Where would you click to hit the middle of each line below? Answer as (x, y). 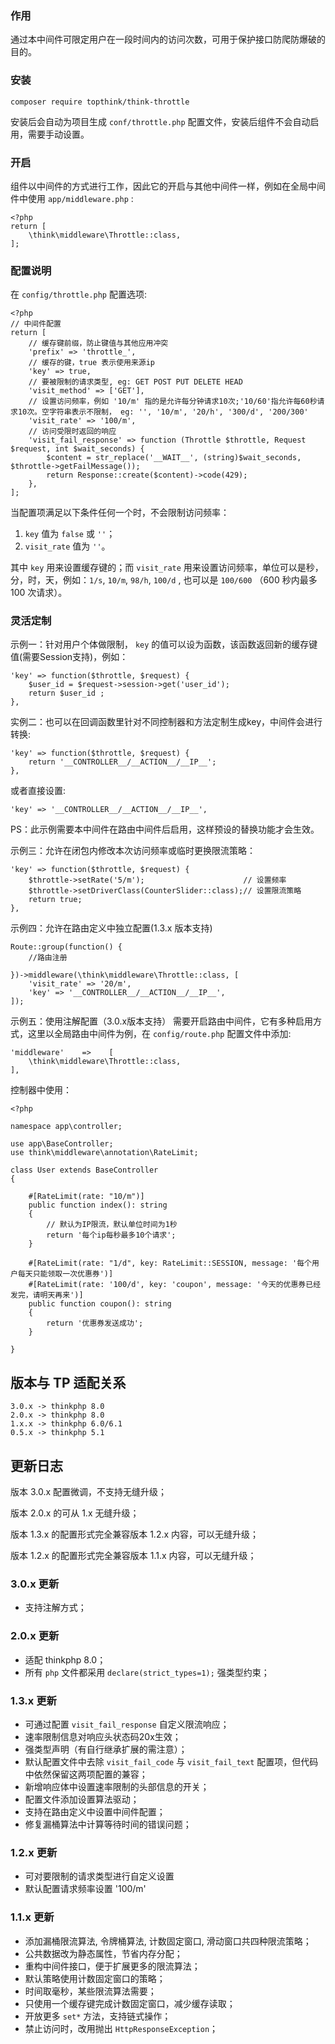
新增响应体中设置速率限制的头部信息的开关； (117, 1786)
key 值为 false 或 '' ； (70, 534)
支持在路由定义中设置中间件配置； (95, 1811)
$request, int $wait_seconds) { (77, 449)
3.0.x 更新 (35, 1584)
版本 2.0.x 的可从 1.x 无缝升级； (75, 1513)
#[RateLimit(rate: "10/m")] (86, 1197)
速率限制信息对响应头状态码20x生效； (103, 1736)
